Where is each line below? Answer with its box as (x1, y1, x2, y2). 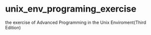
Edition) (5, 24, 21, 30)
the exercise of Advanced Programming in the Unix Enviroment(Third (5, 19, 147, 25)
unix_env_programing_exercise (5, 3, 137, 15)
